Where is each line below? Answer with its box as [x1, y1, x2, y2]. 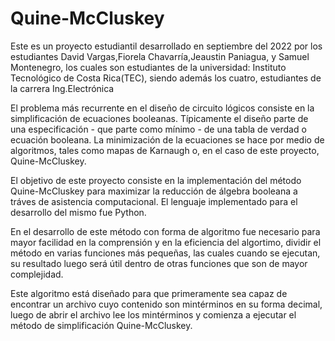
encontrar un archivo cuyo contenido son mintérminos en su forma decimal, [10, 298, 323, 310]
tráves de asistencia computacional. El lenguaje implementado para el [10, 195, 298, 207]
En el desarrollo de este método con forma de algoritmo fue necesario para [10, 225, 321, 237]
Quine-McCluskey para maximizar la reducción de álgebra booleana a [10, 185, 298, 197]
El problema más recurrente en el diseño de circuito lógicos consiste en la [10, 102, 315, 114]
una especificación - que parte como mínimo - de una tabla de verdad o [10, 123, 307, 135]
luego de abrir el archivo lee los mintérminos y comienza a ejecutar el [10, 308, 297, 321]
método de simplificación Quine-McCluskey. [10, 319, 193, 331]
